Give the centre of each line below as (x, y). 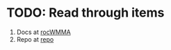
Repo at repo (35, 39)
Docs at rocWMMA (43, 32)
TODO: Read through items (85, 13)
